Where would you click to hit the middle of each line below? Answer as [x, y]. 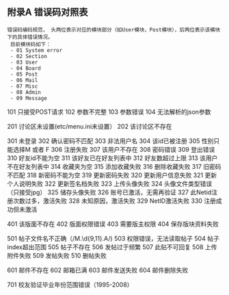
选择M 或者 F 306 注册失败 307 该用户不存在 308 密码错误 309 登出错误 [114, 149]
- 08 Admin [25, 92]
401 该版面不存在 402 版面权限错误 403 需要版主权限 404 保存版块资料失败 [113, 224]
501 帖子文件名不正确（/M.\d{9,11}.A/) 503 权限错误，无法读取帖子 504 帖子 [113, 238]
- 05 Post [24, 74]
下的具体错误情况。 [30, 37]
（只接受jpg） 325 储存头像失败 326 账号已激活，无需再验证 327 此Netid [109, 192]
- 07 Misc [24, 86]
